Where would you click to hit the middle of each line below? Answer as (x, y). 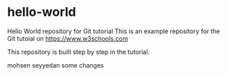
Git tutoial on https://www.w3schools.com (68, 38)
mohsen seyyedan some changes (56, 65)
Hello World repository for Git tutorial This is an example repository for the (114, 31)
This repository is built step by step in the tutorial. (79, 52)
